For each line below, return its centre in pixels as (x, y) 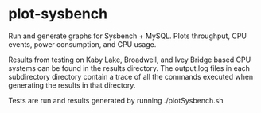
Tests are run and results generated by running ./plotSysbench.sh (116, 100)
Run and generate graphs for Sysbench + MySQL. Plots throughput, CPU (128, 36)
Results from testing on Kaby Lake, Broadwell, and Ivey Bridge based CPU (130, 60)
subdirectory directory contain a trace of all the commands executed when (131, 76)
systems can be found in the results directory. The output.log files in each (129, 68)
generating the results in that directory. (72, 85)
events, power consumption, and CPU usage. (82, 44)
